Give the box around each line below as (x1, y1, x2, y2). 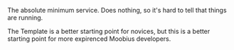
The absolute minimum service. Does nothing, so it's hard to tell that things (7, 6, 227, 14)
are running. (7, 13, 43, 22)
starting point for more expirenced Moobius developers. (7, 35, 171, 43)
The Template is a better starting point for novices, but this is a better (7, 27, 211, 35)
